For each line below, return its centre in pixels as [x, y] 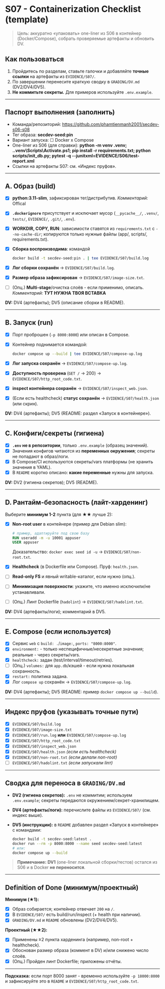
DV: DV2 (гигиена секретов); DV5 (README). [52, 482]
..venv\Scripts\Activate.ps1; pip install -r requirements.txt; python [81, 150]
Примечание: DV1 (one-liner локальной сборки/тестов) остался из [87, 862]
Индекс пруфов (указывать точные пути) [72, 712]
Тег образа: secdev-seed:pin [43, 135]
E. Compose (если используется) [58, 631]
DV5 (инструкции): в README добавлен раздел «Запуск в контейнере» [85, 825]
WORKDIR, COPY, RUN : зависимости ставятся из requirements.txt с [83, 228]
